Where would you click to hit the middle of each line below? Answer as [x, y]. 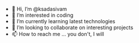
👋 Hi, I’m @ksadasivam [39, 9]
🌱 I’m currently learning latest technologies [63, 21]
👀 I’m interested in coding [43, 15]
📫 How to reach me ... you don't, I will [58, 34]
